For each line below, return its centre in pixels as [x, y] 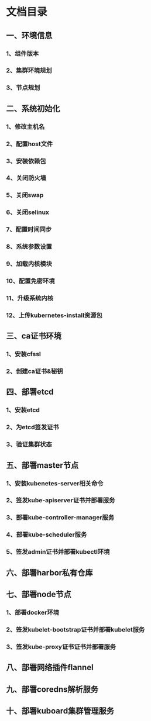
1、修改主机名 [25, 126]
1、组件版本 [23, 53]
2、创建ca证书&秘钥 [35, 371]
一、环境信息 [29, 35]
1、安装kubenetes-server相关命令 [55, 483]
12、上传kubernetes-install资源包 [54, 315]
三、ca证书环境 [34, 336]
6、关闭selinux [28, 212]
